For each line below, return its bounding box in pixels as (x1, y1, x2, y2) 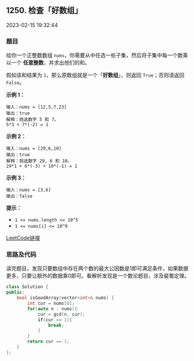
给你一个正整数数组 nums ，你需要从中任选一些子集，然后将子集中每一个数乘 (6, 52, 188, 59)
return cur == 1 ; (27, 339, 69, 345)
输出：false (6, 193, 33, 200)
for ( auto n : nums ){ (27, 306, 78, 312)
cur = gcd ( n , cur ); (37, 311, 85, 317)
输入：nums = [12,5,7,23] (6, 104, 67, 110)
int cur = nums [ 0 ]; (27, 301, 75, 306)
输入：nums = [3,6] (6, 187, 51, 193)
